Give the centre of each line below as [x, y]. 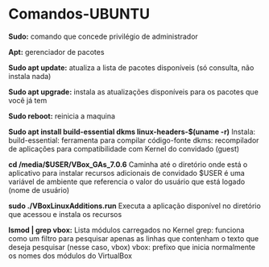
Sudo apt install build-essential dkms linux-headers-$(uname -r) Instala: [132, 131]
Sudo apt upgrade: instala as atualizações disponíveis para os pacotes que [134, 92]
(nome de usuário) [39, 190]
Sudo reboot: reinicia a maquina [62, 116]
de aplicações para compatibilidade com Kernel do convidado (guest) [124, 148]
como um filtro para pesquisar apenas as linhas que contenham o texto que [134, 238]
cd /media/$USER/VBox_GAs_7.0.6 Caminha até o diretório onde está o [128, 164]
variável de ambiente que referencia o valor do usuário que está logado [127, 181]
